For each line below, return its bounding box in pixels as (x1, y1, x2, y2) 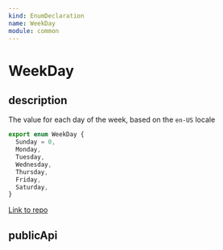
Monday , (15, 146, 42, 154)
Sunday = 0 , (15, 138, 56, 146)
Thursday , (15, 168, 48, 176)
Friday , (15, 175, 42, 184)
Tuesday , (15, 153, 45, 161)
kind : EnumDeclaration (8, 11, 85, 20)
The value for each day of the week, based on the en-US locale (8, 115, 216, 125)
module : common (8, 27, 60, 35)
